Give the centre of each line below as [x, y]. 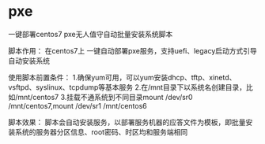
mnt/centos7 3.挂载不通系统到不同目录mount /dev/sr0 [105, 97]
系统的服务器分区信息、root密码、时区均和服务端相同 [101, 131]
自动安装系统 [29, 61]
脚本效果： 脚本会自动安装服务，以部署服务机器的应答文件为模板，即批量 [127, 122]
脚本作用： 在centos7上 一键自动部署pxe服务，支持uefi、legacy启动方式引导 [132, 50]
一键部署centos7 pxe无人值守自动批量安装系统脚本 [91, 34]
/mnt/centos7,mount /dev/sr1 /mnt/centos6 [78, 105]
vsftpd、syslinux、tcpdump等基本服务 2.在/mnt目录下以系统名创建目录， [127, 87]
